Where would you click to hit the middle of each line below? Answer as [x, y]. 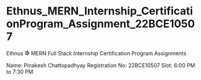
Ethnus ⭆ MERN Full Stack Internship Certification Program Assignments [96, 53]
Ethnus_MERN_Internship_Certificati [100, 11]
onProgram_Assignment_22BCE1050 [101, 24]
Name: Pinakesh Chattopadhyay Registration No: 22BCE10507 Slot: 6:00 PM [101, 65]
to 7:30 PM [20, 72]
